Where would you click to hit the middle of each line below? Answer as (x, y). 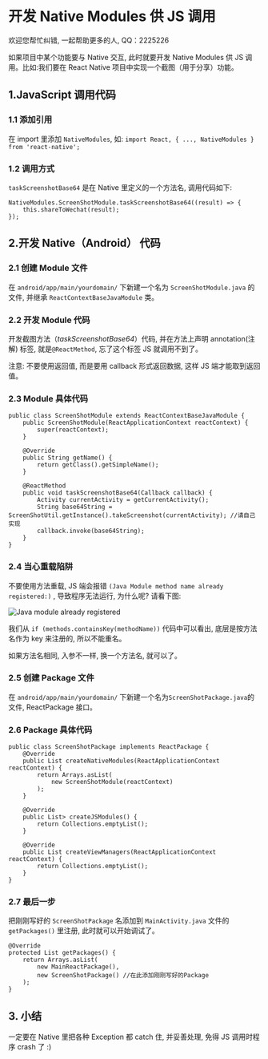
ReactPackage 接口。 (62, 707)
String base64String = (75, 507)
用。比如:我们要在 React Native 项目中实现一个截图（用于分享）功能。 (123, 67)
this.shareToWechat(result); (71, 209)
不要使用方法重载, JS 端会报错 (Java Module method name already (116, 585)
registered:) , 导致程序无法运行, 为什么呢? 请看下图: (95, 596)
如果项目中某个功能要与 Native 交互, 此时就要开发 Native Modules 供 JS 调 (130, 57)
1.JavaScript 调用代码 (62, 95)
